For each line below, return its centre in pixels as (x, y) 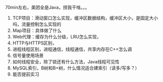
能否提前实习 (26, 74)
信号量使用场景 (28, 55)
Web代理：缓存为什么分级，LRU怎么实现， (57, 37)
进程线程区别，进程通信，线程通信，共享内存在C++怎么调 (72, 49)
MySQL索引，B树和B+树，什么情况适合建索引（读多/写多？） (76, 68)
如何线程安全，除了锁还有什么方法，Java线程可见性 (66, 62)
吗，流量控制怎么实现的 (37, 24)
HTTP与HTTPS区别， (34, 43)
